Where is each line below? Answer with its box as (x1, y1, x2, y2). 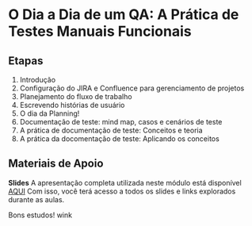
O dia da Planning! (19, 109, 80, 118)
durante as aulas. (8, 194, 65, 204)
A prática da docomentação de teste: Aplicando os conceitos (19, 134, 220, 144)
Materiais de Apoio (8, 157, 104, 170)
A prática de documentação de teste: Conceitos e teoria (19, 125, 204, 135)
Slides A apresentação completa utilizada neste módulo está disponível (8, 178, 242, 187)
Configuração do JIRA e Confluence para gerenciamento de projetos (19, 83, 245, 93)
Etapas (8, 54, 44, 67)
